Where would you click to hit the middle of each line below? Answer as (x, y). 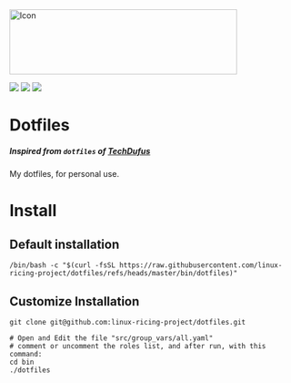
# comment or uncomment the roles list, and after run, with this (138, 346)
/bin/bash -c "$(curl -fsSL (63, 265)
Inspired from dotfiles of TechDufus (80, 150)
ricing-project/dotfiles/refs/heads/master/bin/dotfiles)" (124, 274)
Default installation (65, 244)
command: (26, 354)
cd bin (22, 362)
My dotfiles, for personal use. (65, 174)
